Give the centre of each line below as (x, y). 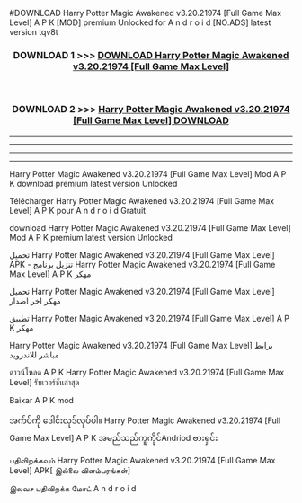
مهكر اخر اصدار (35, 301)
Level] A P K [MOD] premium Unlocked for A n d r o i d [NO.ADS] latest (140, 22)
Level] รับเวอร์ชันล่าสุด (44, 382)
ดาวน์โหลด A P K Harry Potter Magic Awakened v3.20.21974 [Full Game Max (147, 372)
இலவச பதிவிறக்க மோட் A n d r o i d (73, 488)
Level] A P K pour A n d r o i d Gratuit (78, 210)
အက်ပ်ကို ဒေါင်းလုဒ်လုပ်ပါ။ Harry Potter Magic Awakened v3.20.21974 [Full (145, 420)
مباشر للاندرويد (35, 355)
